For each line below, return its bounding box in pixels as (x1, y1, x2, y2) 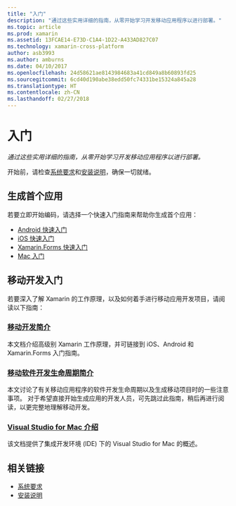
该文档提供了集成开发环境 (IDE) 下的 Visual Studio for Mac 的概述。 (7, 440, 202, 448)
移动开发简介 (7, 322, 51, 332)
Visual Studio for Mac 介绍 (7, 422, 99, 432)
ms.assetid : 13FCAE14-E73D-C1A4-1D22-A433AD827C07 (7, 37, 159, 44)
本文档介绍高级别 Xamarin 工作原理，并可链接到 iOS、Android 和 (7, 340, 195, 348)
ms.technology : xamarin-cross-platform (7, 43, 124, 50)
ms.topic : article (7, 23, 61, 30)
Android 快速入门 (17, 225, 67, 233)
